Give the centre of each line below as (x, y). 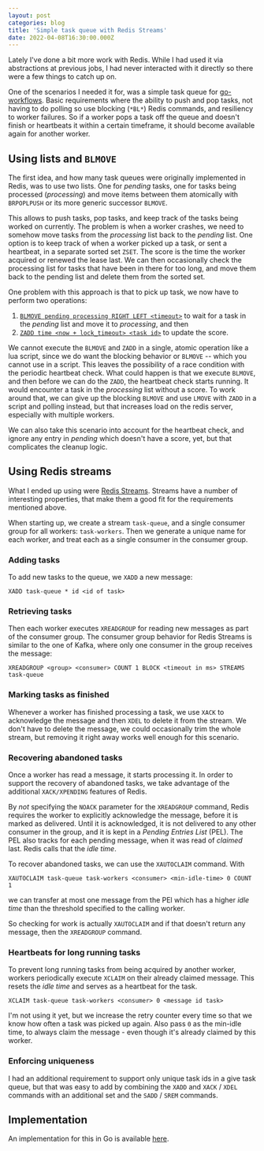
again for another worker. (49, 134)
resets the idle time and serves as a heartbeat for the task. (103, 986)
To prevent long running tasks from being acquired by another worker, (122, 970)
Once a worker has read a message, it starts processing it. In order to (121, 775)
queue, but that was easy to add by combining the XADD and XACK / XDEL (123, 1086)
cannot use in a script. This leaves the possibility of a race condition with (126, 364)
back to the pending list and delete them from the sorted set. (107, 277)
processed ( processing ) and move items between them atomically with (123, 195)
